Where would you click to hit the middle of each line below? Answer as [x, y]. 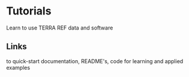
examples [18, 67]
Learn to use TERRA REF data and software [60, 28]
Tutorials [29, 11]
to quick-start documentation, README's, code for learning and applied [95, 61]
